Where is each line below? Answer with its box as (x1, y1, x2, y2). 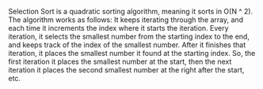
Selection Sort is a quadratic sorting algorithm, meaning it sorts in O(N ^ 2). (8, 7, 253, 16)
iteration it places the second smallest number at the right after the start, (8, 65, 245, 74)
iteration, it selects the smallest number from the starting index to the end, (8, 32, 250, 41)
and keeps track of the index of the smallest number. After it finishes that (8, 40, 246, 50)
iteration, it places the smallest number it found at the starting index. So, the (8, 49, 256, 57)
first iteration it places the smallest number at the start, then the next (8, 57, 232, 66)
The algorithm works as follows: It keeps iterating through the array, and (8, 15, 244, 24)
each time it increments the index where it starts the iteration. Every (8, 24, 229, 32)
